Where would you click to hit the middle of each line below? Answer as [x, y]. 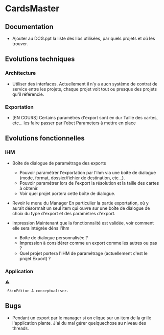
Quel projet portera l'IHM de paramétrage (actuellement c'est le [83, 253]
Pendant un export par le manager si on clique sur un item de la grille [82, 318]
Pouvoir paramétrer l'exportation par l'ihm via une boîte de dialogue [88, 172]
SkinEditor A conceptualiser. [38, 291]
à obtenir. [29, 188]
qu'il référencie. [28, 94]
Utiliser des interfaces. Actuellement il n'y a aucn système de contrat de [85, 84]
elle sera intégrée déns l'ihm [41, 228]
